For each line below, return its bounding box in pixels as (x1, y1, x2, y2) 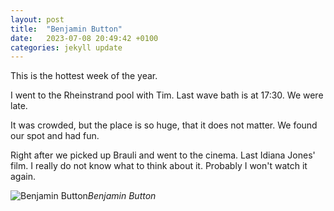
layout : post (10, 14, 65, 25)
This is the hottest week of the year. (10, 70, 158, 82)
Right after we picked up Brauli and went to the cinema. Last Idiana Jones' (10, 149, 316, 161)
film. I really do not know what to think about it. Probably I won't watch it (10, 160, 308, 172)
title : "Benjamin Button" (10, 24, 123, 34)
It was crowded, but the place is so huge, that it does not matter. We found (10, 119, 318, 131)
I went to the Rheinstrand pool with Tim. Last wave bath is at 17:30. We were (10, 89, 324, 101)
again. (10, 171, 37, 183)
